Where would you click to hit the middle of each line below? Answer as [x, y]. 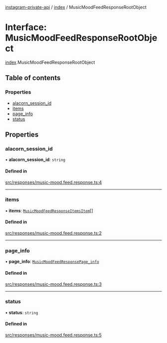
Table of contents [33, 78]
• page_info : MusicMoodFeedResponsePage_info [52, 262]
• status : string [22, 312]
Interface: [26, 27]
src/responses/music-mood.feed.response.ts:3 [53, 284]
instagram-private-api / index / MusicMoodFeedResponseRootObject [76, 7]
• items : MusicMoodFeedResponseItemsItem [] [49, 210]
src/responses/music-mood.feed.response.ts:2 [53, 233]
